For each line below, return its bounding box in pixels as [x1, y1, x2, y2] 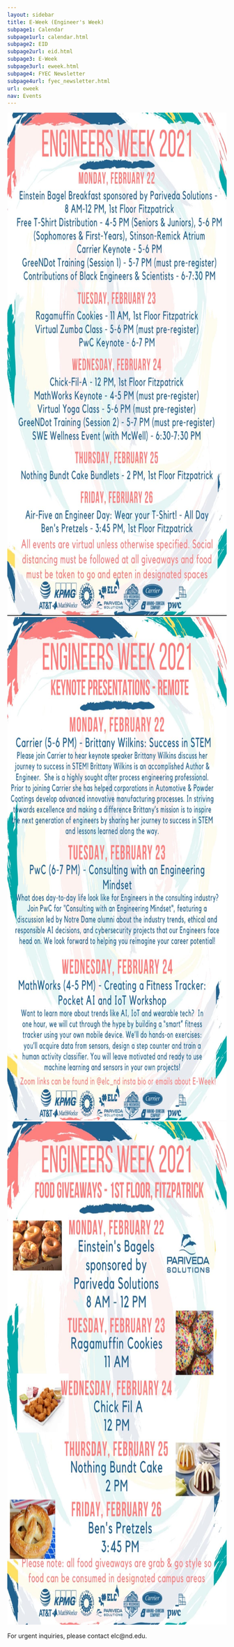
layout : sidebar [7, 11, 54, 18]
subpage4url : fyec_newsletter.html [7, 78, 111, 85]
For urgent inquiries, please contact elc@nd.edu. [7, 1632, 148, 1640]
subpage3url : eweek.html [7, 63, 79, 70]
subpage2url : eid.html [7, 48, 73, 55]
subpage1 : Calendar [7, 26, 64, 33]
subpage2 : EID [7, 41, 49, 48]
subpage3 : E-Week [7, 56, 58, 63]
